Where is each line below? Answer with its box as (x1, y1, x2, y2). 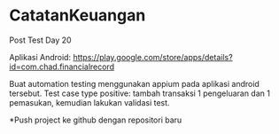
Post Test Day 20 (9, 35, 73, 45)
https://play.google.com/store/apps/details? (73, 51, 233, 62)
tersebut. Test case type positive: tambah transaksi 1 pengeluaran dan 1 (9, 88, 270, 99)
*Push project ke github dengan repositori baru (9, 114, 182, 125)
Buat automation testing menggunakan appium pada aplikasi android (9, 78, 260, 89)
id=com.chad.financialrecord (9, 61, 115, 72)
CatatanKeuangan (9, 5, 146, 26)
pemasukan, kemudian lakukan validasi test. (9, 97, 170, 107)
